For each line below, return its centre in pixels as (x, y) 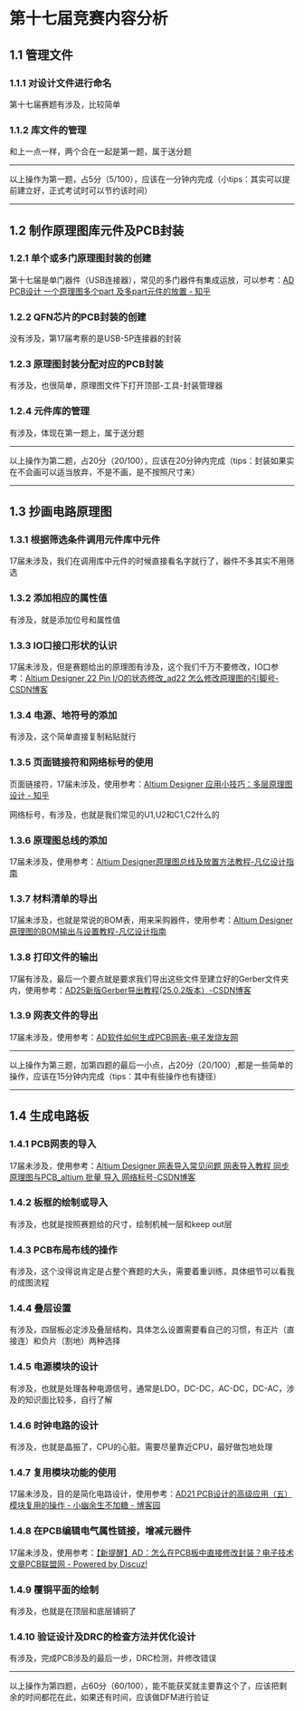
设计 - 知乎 (29, 795)
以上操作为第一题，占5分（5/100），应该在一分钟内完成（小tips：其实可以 (146, 179)
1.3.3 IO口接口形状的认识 (63, 645)
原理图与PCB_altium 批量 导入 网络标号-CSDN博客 (103, 1177)
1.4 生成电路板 (49, 1116)
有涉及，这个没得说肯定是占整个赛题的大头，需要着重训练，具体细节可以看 (148, 1271)
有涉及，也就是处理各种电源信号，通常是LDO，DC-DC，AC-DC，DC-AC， (148, 1388)
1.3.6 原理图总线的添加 (58, 840)
